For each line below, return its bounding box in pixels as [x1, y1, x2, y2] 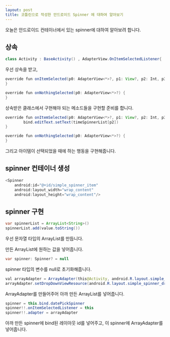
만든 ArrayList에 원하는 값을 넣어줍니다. [5, 246, 83, 252]
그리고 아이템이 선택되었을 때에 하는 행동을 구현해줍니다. [5, 148, 116, 154]
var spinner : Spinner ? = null [5, 256, 69, 261]
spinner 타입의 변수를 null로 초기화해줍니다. [5, 266, 92, 272]
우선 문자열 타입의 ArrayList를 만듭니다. [5, 235, 83, 241]
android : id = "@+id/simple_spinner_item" [14, 183, 99, 188]
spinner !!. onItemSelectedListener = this [5, 306, 94, 311]
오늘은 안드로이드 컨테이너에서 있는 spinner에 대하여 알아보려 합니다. [5, 26, 141, 33]
